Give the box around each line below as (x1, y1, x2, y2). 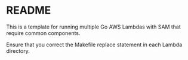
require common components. (6, 29, 81, 36)
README (6, 4, 51, 17)
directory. (6, 47, 30, 54)
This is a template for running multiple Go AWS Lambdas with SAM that (6, 23, 181, 30)
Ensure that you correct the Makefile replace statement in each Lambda (6, 41, 183, 48)
